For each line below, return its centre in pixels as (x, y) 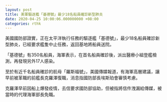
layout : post (19, 10)
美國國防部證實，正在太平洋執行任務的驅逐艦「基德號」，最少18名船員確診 (80, 38)
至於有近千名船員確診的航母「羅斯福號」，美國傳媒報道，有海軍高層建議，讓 (83, 72)
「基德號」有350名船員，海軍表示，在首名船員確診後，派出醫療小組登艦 (79, 55)
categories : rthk (23, 24)
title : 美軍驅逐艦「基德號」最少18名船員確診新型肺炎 (54, 14)
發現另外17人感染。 (38, 61)
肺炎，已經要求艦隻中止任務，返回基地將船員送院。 (62, 45)
